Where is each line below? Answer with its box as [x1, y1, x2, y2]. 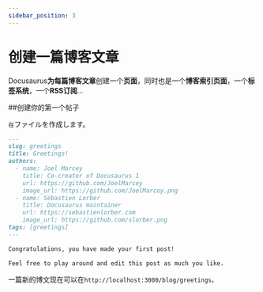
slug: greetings [8, 142, 62, 150]
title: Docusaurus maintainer [22, 201, 122, 210]
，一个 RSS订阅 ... [28, 85, 84, 95]
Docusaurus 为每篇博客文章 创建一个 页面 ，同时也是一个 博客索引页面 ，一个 [8, 76, 249, 85]
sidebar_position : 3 [8, 11, 77, 20]
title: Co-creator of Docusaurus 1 [22, 172, 140, 180]
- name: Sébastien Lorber [15, 194, 101, 202]
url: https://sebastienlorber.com [22, 209, 136, 217]
